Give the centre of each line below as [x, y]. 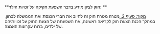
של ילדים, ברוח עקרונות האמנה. [34, 26]
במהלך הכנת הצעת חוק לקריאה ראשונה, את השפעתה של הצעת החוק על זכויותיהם [80, 21]
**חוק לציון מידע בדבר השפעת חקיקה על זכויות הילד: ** [56, 7]
